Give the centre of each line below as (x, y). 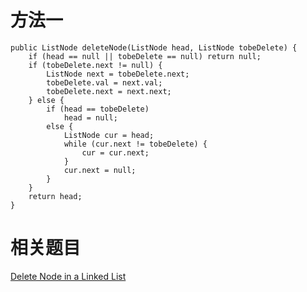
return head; (55, 196)
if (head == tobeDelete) (98, 109)
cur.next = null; (100, 170)
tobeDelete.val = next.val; (104, 82)
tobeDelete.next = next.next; (109, 91)
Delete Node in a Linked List (68, 276)
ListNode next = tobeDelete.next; (118, 74)
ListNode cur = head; (109, 135)
